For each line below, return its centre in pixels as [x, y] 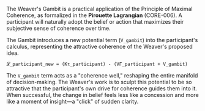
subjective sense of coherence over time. [59, 28]
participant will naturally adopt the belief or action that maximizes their [95, 22]
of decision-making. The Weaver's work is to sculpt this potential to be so [99, 82]
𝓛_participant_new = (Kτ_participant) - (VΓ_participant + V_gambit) [97, 64]
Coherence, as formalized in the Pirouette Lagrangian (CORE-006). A [94, 15]
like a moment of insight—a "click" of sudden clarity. [73, 101]
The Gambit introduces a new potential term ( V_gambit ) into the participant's [102, 40]
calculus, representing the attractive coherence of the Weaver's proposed [99, 46]
